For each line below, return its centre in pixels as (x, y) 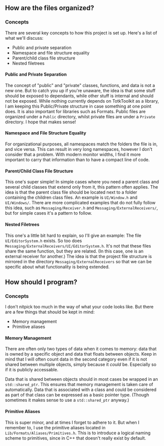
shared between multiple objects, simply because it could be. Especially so (81, 364)
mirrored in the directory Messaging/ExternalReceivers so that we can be (78, 261)
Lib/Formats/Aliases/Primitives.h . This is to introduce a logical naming (78, 433)
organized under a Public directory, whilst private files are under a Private (80, 116)
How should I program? (41, 282)
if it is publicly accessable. (32, 370)
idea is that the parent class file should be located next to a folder (71, 192)
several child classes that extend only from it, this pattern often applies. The (82, 187)
